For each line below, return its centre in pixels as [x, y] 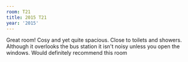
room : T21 [19, 12]
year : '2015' [23, 23]
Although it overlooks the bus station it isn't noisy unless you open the [93, 46]
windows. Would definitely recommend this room [67, 53]
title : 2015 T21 [26, 17]
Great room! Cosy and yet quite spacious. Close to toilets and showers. [94, 40]
